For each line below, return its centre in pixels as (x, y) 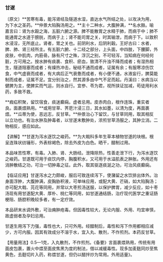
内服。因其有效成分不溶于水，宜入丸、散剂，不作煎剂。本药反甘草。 (90, 232)
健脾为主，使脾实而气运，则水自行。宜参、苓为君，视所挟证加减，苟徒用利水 (81, 86)
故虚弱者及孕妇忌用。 (26, 216)
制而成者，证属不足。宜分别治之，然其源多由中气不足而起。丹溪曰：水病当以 (81, 80)
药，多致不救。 (20, 92)
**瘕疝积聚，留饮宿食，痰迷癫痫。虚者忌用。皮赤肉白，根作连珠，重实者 (77, 102)
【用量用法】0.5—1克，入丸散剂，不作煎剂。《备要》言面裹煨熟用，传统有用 (80, 243)
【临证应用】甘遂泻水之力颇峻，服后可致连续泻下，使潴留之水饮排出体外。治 (81, 175)
